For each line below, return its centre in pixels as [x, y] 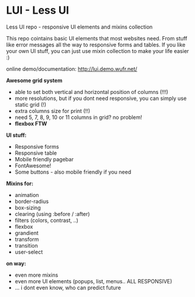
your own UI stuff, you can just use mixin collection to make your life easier [98, 51]
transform [27, 239]
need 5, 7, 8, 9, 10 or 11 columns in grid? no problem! [78, 117]
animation [27, 195]
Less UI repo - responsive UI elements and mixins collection [79, 27]
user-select [29, 252]
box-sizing [28, 207]
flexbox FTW [31, 123]
